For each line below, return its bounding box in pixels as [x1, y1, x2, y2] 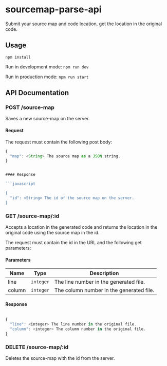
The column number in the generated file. [54, 287, 155, 294]
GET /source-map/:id [5, 212, 60, 219]
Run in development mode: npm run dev [5, 63, 89, 70]
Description [89, 270, 119, 277]
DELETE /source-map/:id [5, 343, 68, 351]
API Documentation [5, 88, 69, 97]
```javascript [5, 181, 36, 187]
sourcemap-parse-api [5, 4, 102, 15]
